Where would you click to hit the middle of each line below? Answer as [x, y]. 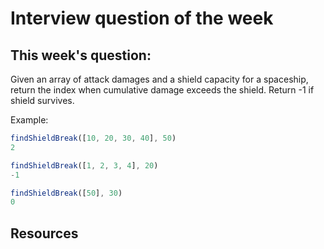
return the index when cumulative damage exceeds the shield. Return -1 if [162, 90]
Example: [29, 120]
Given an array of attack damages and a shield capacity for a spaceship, [159, 79]
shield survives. [42, 100]
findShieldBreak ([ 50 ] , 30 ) [66, 193]
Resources [44, 233]
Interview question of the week [142, 18]
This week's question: [81, 55]
